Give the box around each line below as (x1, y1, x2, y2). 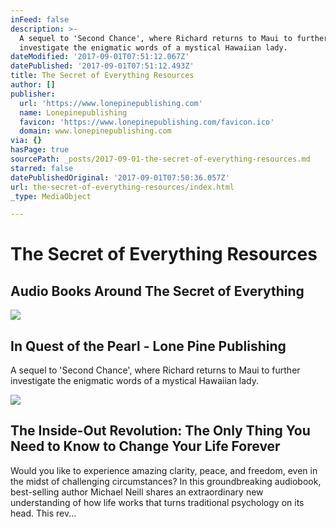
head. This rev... (10, 507, 77, 519)
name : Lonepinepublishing (19, 107, 128, 118)
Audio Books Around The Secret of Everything (10, 282, 305, 300)
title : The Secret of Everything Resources (10, 71, 195, 81)
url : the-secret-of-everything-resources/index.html (10, 182, 235, 192)
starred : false (10, 163, 74, 173)
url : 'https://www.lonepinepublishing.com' (19, 98, 203, 108)
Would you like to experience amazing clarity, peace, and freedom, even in (10, 464, 318, 476)
